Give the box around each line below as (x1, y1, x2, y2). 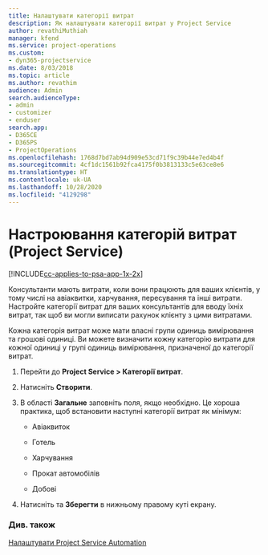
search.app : (8, 124, 48, 132)
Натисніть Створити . (19, 382, 93, 391)
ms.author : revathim (8, 79, 78, 87)
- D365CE (8, 131, 38, 139)
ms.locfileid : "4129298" (8, 190, 91, 199)
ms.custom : (8, 49, 45, 57)
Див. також (8, 519, 56, 530)
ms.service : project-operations (8, 42, 116, 50)
